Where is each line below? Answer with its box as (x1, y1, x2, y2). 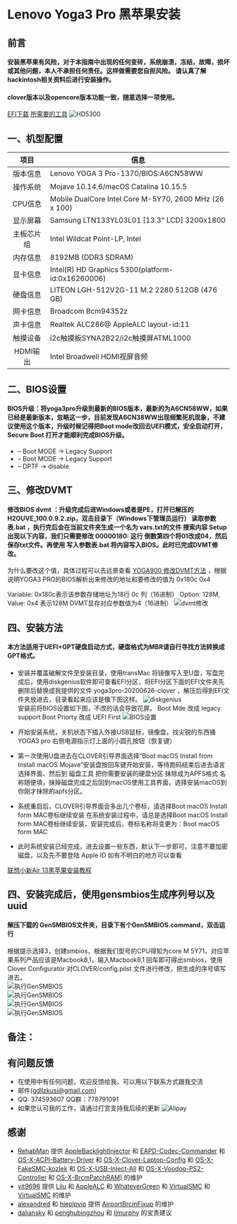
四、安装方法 (7, 622, 63, 634)
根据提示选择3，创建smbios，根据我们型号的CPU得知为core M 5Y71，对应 (7, 946, 224, 955)
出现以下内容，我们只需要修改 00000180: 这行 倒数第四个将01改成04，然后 (7, 531, 228, 540)
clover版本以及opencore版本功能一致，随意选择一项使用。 (7, 93, 178, 101)
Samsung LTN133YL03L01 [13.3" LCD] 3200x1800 (49, 215, 226, 225)
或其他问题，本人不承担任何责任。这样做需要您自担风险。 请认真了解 (7, 66, 207, 75)
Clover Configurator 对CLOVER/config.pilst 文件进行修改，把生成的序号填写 (7, 964, 226, 973)
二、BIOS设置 (7, 383, 67, 396)
